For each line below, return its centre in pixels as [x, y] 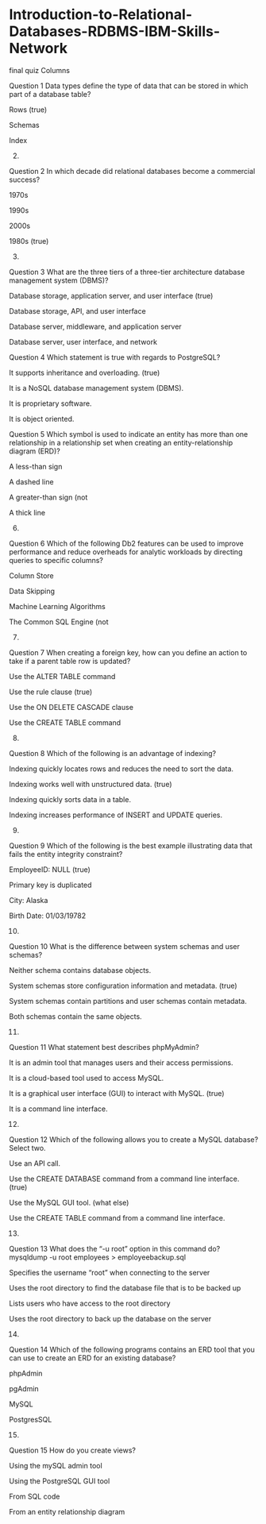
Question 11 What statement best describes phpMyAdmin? [104, 1047]
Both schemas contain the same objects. [75, 1016]
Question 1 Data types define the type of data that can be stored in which [129, 86]
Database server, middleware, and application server [95, 326]
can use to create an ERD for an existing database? [93, 1358]
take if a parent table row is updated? [70, 661]
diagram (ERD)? [35, 451]
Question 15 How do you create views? [73, 1450]
